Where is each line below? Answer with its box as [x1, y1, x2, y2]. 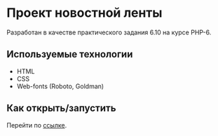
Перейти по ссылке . [6, 121, 67, 129]
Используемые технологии [6, 48, 133, 60]
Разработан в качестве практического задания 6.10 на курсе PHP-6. [6, 28, 212, 36]
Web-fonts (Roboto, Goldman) [16, 82, 104, 90]
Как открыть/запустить [6, 102, 116, 114]
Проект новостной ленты [6, 5, 163, 21]
